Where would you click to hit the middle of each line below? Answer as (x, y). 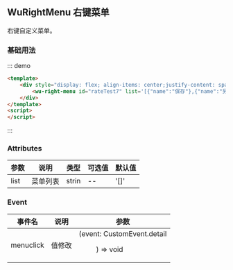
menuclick (28, 245)
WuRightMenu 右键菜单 (58, 12)
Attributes (25, 149)
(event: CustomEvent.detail (123, 233)
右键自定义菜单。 (32, 31)
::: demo (19, 66)
